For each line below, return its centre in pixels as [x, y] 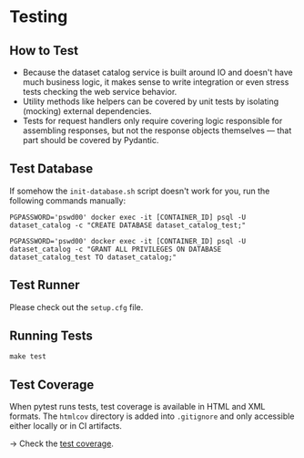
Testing [39, 17]
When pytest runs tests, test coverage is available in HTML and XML [137, 407]
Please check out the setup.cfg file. [76, 307]
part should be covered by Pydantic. [91, 140]
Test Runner [45, 285]
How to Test [44, 51]
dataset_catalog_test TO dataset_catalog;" [93, 257]
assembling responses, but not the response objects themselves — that [157, 130]
